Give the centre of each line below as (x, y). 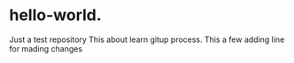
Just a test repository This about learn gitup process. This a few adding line (147, 39)
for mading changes (46, 48)
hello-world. (55, 15)
